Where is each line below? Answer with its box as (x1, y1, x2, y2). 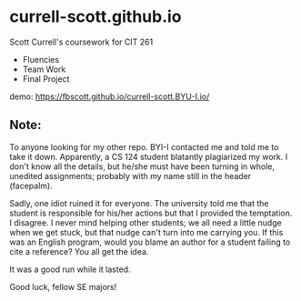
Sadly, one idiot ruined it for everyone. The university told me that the (9, 197, 270, 208)
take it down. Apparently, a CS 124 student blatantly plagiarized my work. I (9, 151, 288, 162)
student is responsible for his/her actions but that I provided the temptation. (9, 207, 293, 218)
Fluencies (22, 54, 60, 65)
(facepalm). (9, 180, 53, 191)
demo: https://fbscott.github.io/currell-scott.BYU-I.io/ (9, 91, 210, 102)
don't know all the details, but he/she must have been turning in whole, (9, 161, 276, 172)
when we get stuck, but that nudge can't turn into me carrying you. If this (9, 226, 284, 237)
